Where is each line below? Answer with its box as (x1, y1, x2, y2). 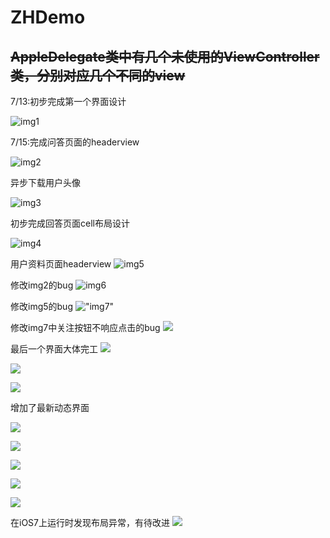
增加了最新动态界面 (10, 402, 90, 413)
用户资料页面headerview (10, 258, 112, 270)
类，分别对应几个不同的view (10, 67, 186, 84)
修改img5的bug (10, 301, 73, 312)
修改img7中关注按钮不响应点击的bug (10, 322, 161, 333)
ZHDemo (10, 6, 86, 29)
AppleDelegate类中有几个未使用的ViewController (10, 48, 320, 65)
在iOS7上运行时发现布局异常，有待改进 (10, 517, 170, 528)
